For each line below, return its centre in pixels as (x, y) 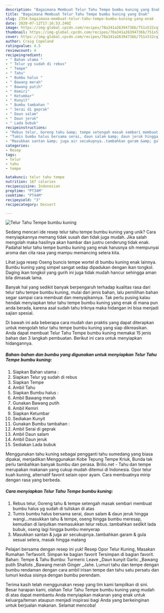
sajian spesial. (20, 313)
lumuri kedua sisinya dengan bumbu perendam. (53, 575)
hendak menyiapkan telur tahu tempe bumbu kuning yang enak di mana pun (82, 303)
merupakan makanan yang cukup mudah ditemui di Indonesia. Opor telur (79, 470)
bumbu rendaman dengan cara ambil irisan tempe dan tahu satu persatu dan (82, 570)
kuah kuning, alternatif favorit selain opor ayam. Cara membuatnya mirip (78, 475)
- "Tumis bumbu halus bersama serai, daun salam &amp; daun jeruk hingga (82, 137)
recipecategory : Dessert (31, 204)
